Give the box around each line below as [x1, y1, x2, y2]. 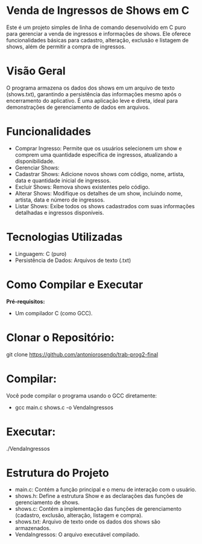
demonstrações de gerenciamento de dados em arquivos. [6, 103, 150, 111]
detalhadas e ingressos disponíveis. [14, 209, 104, 216]
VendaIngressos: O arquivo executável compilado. [14, 531, 140, 539]
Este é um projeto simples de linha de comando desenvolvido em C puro [6, 24, 186, 31]
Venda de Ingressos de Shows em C [6, 4, 190, 18]
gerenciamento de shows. [14, 499, 80, 506]
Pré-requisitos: [6, 298, 45, 305]
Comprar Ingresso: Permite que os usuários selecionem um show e [14, 145, 182, 152]
